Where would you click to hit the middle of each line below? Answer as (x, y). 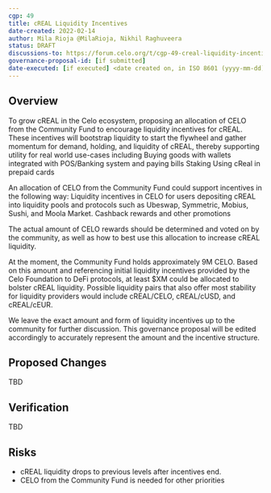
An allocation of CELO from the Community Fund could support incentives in (135, 187)
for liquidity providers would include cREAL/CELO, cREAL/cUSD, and (122, 296)
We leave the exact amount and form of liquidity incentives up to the (122, 320)
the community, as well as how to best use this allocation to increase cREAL (134, 237)
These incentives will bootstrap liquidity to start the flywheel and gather (127, 137)
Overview (33, 101)
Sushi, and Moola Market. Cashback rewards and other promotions (120, 213)
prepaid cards (31, 172)
